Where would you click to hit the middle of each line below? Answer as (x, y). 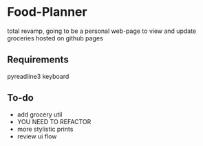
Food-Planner (47, 12)
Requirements (38, 60)
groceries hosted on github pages (55, 38)
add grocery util (40, 114)
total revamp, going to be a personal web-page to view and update (102, 31)
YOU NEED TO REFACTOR (54, 121)
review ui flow (37, 136)
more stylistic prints (45, 129)
